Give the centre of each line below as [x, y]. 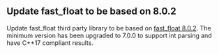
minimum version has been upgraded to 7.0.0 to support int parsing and [109, 35]
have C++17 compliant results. [50, 43]
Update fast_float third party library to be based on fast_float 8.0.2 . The [109, 28]
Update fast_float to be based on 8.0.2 [92, 11]
